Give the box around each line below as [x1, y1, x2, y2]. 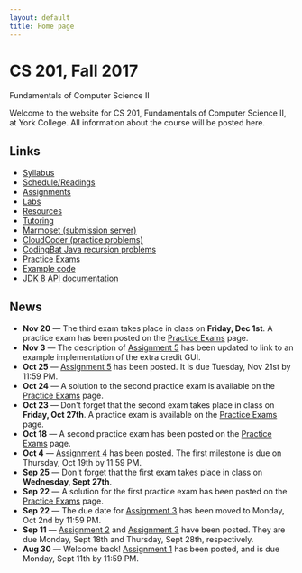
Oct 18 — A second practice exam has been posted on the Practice [22, 429, 272, 439]
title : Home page [9, 22, 75, 31]
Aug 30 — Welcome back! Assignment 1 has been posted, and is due [22, 543, 280, 555]
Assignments [22, 187, 72, 198]
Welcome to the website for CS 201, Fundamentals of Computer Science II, [9, 107, 287, 118]
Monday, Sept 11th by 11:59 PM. [22, 553, 140, 564]
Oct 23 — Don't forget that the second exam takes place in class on [22, 400, 275, 411]
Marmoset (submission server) [22, 225, 137, 236]
